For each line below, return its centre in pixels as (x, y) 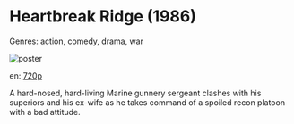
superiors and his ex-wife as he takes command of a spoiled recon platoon (147, 102)
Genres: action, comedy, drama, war (76, 41)
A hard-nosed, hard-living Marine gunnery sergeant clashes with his (135, 93)
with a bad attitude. (45, 112)
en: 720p (26, 75)
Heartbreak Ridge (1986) (103, 17)
